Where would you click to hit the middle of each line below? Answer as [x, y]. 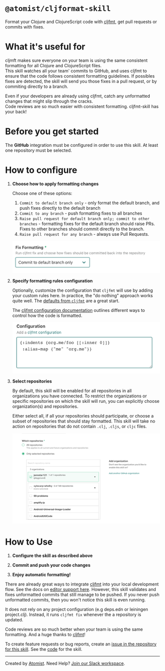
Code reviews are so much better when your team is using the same [74, 629]
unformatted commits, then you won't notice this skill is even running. [75, 600]
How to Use [29, 542]
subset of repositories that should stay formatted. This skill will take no [84, 421]
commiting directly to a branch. [37, 86]
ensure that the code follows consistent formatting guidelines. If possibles [80, 76]
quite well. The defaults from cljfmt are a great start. [66, 301]
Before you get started [52, 131]
